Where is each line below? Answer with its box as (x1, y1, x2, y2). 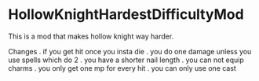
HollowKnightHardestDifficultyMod (8, 6, 245, 24)
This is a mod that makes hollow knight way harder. (8, 31, 174, 41)
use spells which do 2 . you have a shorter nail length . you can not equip (8, 55, 245, 64)
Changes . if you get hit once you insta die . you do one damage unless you (8, 46, 252, 56)
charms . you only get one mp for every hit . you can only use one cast (8, 63, 237, 72)
